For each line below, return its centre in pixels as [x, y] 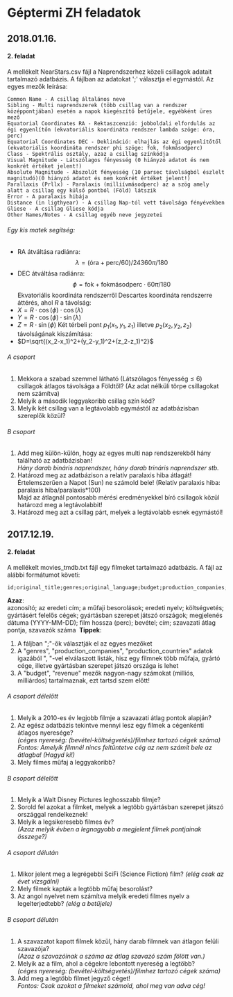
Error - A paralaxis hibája [48, 196]
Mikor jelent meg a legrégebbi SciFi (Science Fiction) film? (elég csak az [120, 874]
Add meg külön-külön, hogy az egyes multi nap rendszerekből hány [114, 453]
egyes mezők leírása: [37, 86]
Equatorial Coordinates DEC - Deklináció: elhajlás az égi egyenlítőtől [114, 142]
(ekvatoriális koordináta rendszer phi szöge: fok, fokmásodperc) [105, 147]
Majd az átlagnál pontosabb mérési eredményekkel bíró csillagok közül [118, 497]
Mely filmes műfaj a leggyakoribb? [66, 762]
